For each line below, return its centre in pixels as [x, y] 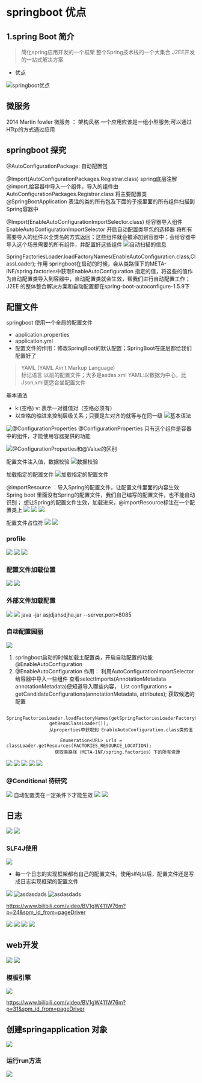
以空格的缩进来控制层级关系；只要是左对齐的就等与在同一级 [89, 416]
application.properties [42, 335]
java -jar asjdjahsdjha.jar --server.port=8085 [76, 615]
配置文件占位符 [25, 523]
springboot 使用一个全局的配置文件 [50, 323]
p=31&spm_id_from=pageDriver [46, 1009]
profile [16, 539]
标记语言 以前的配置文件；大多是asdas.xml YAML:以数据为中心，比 [103, 375]
